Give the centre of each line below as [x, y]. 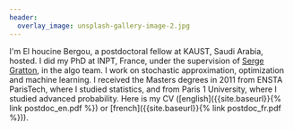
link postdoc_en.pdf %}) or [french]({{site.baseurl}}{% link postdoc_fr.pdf [146, 108]
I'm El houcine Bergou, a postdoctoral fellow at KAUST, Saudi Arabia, [137, 51]
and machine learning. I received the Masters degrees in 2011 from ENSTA [146, 79]
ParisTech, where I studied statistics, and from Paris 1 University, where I [143, 89]
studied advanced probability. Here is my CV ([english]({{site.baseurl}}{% [146, 98]
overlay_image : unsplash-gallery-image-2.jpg [104, 26]
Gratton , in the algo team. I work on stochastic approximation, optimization [147, 70]
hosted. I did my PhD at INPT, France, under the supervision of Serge [137, 61]
